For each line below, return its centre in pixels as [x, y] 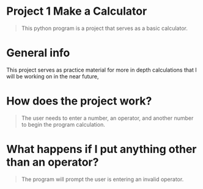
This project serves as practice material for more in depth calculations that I [102, 70]
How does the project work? [79, 101]
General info [38, 53]
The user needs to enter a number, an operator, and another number [107, 118]
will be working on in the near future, [53, 76]
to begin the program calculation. [63, 124]
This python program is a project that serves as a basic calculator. [104, 28]
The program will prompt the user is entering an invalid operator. [102, 179]
